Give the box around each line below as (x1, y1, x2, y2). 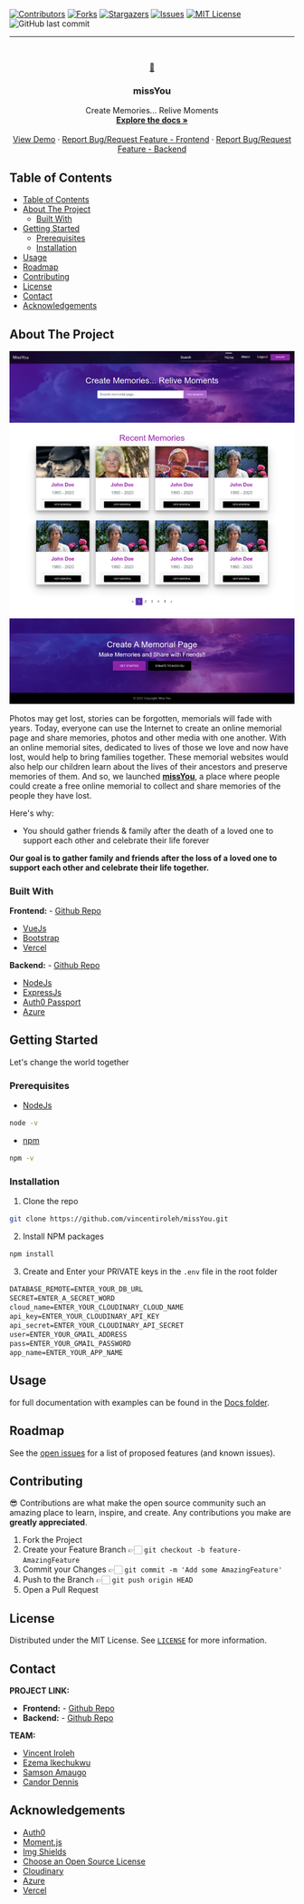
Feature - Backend (117, 143, 187, 154)
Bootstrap (22, 933, 60, 944)
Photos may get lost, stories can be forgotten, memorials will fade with (9, 712, 272, 723)
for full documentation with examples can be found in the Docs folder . (9, 1397, 270, 1408)
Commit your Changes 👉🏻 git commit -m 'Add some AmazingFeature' (22, 1564, 283, 1575)
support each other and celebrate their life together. (9, 862, 210, 873)
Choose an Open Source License (22, 1856, 147, 1867)
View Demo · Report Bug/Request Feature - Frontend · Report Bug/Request (12, 134, 292, 145)
